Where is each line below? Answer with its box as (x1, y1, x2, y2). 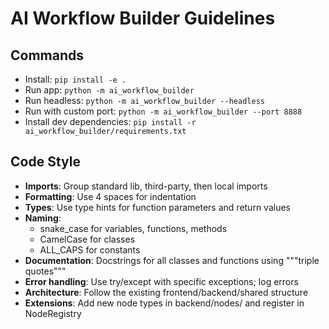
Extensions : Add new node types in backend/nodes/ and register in (24, 297, 305, 309)
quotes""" (24, 265, 67, 277)
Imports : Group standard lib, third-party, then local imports (24, 180, 268, 192)
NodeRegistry (24, 307, 82, 319)
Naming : (24, 212, 62, 224)
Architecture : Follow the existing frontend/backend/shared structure (24, 286, 309, 298)
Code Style (10, 153, 81, 171)
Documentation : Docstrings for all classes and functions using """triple (24, 254, 320, 266)
